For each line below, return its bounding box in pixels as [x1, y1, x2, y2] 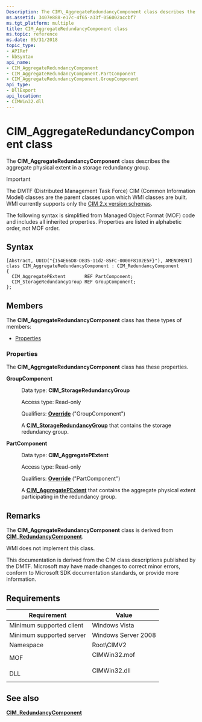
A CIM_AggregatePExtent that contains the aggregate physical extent [21, 487, 196, 494]
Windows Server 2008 [92, 631, 157, 639]
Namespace [9, 641, 44, 649]
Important [6, 176, 31, 183]
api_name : [6, 59, 31, 65]
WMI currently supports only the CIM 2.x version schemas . [6, 200, 153, 207]
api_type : [6, 82, 31, 88]
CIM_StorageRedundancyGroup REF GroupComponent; [11, 279, 136, 285]
